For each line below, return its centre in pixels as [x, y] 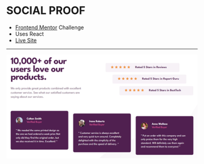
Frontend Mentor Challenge [49, 27]
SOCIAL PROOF [46, 11]
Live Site [26, 40]
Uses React [29, 33]
